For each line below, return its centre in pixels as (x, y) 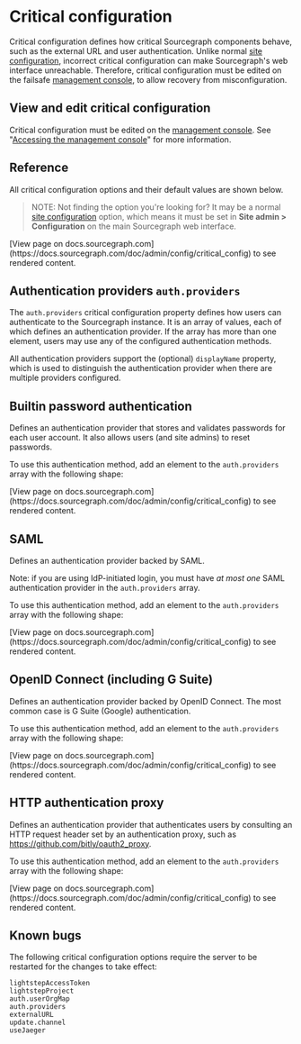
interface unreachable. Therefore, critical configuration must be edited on (146, 70)
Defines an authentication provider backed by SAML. (107, 561)
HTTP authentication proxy (87, 803)
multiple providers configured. (65, 378)
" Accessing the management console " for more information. (120, 139)
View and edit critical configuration (110, 109)
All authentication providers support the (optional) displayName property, (143, 359)
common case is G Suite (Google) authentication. (100, 711)
